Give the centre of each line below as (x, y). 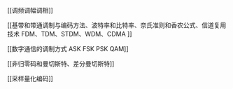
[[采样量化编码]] (30, 78)
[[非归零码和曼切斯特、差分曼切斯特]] (61, 64)
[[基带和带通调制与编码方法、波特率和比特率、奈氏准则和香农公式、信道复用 (117, 25)
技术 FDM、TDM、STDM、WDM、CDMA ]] (70, 34)
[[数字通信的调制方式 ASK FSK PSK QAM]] (68, 49)
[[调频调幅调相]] (30, 10)
